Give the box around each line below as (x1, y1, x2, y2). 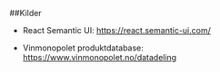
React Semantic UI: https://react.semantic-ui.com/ (22, 25, 211, 35)
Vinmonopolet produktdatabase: (22, 42, 144, 53)
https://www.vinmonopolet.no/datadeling (22, 52, 177, 62)
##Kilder (9, 8, 43, 18)
